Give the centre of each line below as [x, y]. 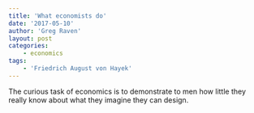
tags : [17, 61]
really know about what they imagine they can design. [99, 100]
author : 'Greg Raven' [45, 31]
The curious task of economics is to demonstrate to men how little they [127, 91]
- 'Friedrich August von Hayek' [77, 69]
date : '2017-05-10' [41, 23]
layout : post [30, 38]
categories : [28, 46]
